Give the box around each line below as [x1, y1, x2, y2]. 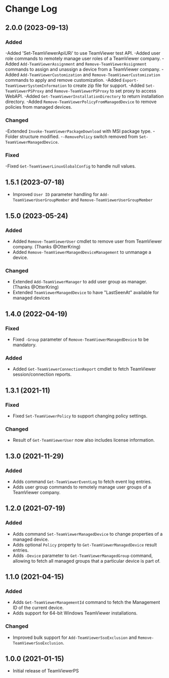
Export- [122, 78, 139, 83]
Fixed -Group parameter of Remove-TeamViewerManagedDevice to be [12, 336, 149, 342]
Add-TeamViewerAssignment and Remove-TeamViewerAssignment [20, 60, 147, 67]
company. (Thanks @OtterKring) [12, 243, 81, 249]
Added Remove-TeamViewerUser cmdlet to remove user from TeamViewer [12, 238, 162, 244]
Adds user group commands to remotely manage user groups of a [12, 483, 151, 490]
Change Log [5, 3, 57, 15]
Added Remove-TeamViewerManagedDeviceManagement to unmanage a [12, 249, 151, 255]
